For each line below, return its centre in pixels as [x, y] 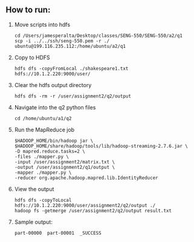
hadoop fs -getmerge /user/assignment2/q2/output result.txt [93, 211]
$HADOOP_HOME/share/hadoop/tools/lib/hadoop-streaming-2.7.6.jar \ [101, 146]
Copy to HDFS [32, 57]
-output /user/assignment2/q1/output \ [65, 167]
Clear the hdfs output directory [53, 85]
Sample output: [33, 222]
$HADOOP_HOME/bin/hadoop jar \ [54, 141]
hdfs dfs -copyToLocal [43, 200]
